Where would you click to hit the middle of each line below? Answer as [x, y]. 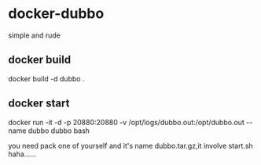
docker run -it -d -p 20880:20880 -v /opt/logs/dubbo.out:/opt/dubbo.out [127, 122]
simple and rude [35, 35]
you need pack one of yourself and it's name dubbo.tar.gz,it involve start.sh [130, 145]
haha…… [22, 154]
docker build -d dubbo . [46, 78]
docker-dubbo [56, 14]
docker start [39, 104]
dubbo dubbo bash [59, 131]
